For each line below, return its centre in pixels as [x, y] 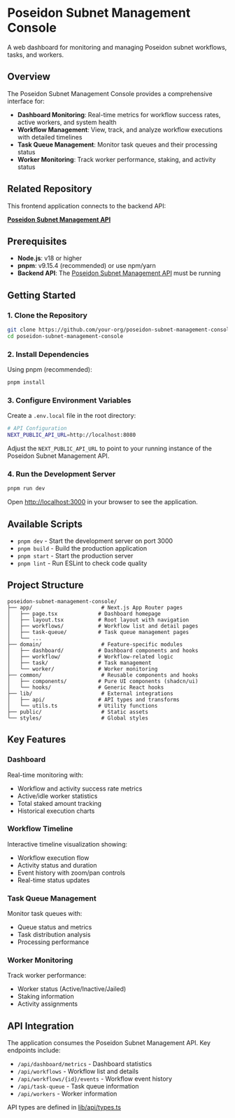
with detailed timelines [50, 137]
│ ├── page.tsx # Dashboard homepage [84, 614]
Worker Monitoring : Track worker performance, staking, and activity [116, 159]
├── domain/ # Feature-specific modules [95, 644]
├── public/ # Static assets [78, 712]
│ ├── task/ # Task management [79, 663]
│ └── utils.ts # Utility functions [83, 706]
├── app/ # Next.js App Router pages [95, 607]
